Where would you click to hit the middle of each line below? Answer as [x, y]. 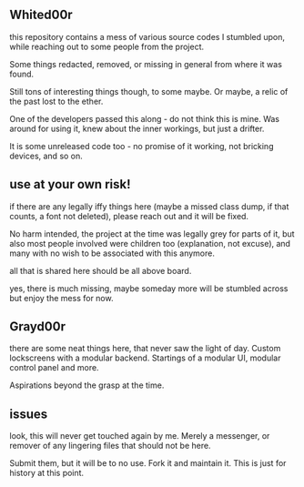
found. [22, 74]
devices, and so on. [46, 156]
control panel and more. [54, 368]
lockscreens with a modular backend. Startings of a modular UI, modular [145, 358]
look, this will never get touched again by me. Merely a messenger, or [140, 436]
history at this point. [47, 473]
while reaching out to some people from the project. [107, 46]
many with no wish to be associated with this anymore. [112, 253]
